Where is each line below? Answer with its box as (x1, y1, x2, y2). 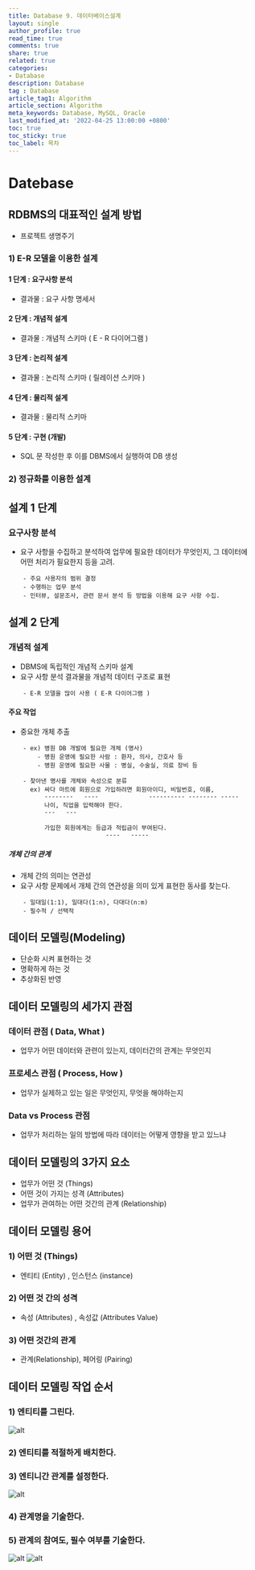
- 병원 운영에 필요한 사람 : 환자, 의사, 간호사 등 (37, 753, 183, 761)
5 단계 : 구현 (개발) (8, 432, 67, 442)
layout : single (8, 19, 60, 27)
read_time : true (8, 34, 63, 43)
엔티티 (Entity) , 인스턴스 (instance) (19, 1270, 134, 1280)
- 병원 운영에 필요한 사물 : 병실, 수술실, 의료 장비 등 (37, 761, 199, 770)
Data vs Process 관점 (8, 1110, 91, 1121)
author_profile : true (8, 27, 81, 35)
